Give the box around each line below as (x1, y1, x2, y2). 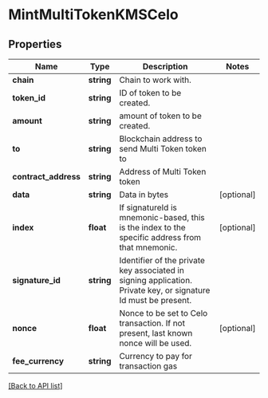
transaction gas (119, 361, 178, 372)
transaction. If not (119, 317, 186, 329)
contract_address (12, 171, 81, 182)
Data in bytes (119, 189, 169, 200)
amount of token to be (119, 110, 202, 121)
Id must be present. (119, 295, 192, 305)
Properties (8, 37, 62, 51)
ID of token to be (119, 88, 182, 98)
